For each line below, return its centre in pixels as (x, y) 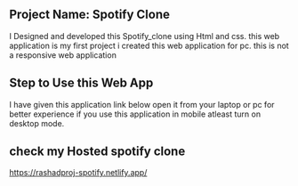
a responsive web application (63, 55)
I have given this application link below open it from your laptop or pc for (142, 104)
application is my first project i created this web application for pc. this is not (149, 45)
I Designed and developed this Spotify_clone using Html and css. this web (145, 36)
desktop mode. (37, 123)
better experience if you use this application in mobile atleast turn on (135, 114)
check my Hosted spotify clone (97, 152)
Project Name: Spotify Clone (90, 15)
